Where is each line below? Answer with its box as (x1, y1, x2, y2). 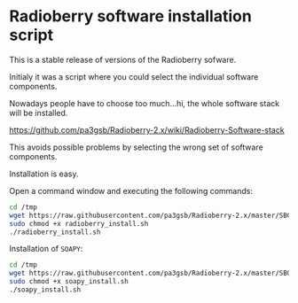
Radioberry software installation (9, 6, 253, 27)
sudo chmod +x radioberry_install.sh (9, 219, 149, 228)
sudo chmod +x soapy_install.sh (9, 277, 129, 286)
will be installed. (9, 107, 68, 118)
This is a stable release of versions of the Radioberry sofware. (9, 54, 237, 65)
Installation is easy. (9, 168, 79, 179)
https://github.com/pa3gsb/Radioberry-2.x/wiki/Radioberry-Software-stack (9, 124, 286, 135)
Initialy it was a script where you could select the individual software (9, 71, 259, 82)
